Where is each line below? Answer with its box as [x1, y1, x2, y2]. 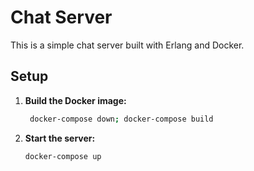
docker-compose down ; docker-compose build [29, 114, 214, 124]
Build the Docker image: [24, 94, 127, 106]
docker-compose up [24, 151, 102, 161]
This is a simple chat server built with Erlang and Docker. [10, 39, 245, 51]
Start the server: [24, 132, 96, 144]
